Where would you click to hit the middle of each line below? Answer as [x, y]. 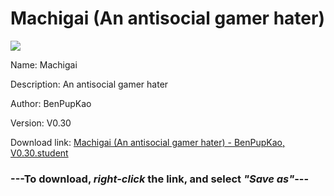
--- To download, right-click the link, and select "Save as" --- [160, 179]
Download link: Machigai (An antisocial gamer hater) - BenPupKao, [147, 142]
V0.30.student [39, 153]
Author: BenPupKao [51, 103]
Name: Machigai [44, 64]
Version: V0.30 [41, 123]
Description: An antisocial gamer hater [89, 84]
